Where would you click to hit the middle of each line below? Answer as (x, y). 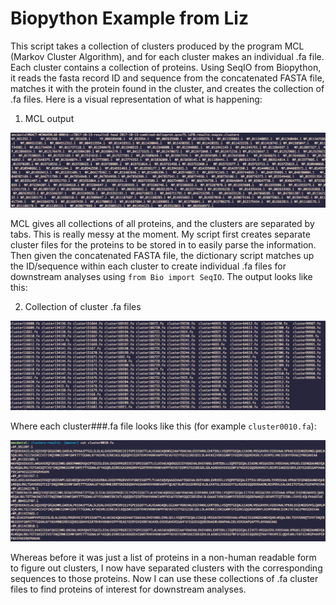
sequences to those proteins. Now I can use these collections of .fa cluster (164, 579)
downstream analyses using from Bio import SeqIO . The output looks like (161, 276)
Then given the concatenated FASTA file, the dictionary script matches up (162, 255)
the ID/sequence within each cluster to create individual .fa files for (148, 266)
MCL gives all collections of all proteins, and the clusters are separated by (162, 223)
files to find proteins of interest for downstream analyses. (128, 589)
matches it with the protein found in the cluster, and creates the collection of (167, 88)
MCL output (49, 118)
